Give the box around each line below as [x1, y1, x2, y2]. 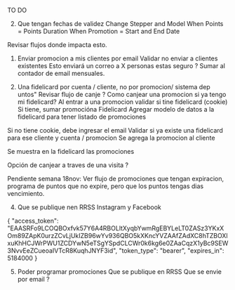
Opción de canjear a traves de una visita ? [7, 161, 129, 169]
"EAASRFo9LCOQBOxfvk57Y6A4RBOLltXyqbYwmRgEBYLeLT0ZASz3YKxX [7, 224, 224, 232]
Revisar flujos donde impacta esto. [7, 41, 107, 48]
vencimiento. [7, 190, 45, 197]
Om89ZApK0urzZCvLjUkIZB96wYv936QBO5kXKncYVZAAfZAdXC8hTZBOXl [7, 232, 228, 239]
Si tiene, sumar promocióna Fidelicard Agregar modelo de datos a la [17, 105, 215, 113]
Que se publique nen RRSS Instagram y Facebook [17, 203, 161, 211]
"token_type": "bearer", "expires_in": [119, 246, 224, 255]
